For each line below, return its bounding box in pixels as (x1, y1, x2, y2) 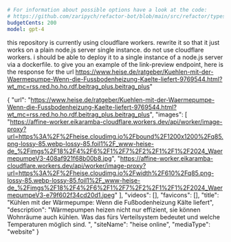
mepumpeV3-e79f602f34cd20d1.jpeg (7, 190, 115, 199)
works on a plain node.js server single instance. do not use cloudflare (7, 46, 204, 54)
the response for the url (7, 68, 74, 76)
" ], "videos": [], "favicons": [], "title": (114, 190, 219, 199)
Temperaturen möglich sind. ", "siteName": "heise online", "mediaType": (7, 220, 211, 228)
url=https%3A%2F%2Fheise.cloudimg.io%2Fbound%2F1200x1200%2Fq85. (7, 132, 223, 141)
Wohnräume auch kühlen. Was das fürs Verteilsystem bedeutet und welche (7, 212, 220, 221)
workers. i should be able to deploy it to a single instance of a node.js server (7, 52, 223, 61)
